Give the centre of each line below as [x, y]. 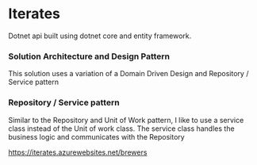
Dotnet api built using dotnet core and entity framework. [100, 36]
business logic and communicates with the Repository [96, 136]
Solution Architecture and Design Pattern [89, 56]
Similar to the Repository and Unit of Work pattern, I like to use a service [126, 120]
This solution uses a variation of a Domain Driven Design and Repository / [128, 74]
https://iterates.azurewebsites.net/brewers [78, 152]
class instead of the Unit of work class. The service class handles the [122, 129]
